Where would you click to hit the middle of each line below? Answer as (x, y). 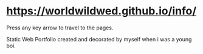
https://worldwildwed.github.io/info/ (101, 11)
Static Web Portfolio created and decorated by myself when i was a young (99, 39)
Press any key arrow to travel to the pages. (60, 28)
